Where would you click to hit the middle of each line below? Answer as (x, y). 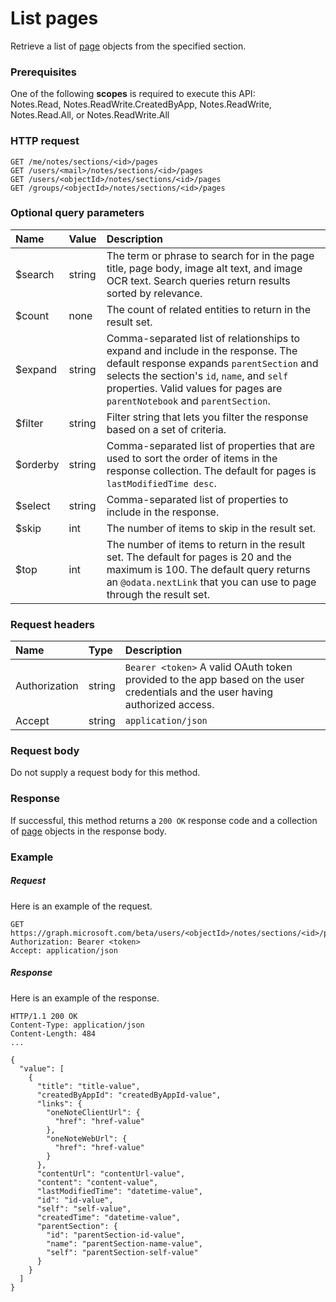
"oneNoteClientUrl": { (93, 1112)
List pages (54, 18)
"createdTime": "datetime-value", (109, 1217)
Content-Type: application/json (77, 1025)
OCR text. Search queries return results (198, 280)
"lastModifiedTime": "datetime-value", (119, 1191)
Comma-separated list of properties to (197, 499)
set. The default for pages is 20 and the (199, 557)
